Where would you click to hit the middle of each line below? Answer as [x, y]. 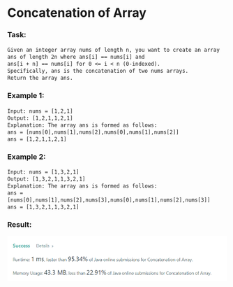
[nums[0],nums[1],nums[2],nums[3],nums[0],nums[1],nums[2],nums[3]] [109, 200]
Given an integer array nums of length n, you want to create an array [113, 50]
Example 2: [27, 157]
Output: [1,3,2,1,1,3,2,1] [46, 179]
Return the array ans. [40, 78]
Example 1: [26, 96]
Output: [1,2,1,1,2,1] [40, 118]
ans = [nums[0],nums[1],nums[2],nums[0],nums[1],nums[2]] [93, 132]
